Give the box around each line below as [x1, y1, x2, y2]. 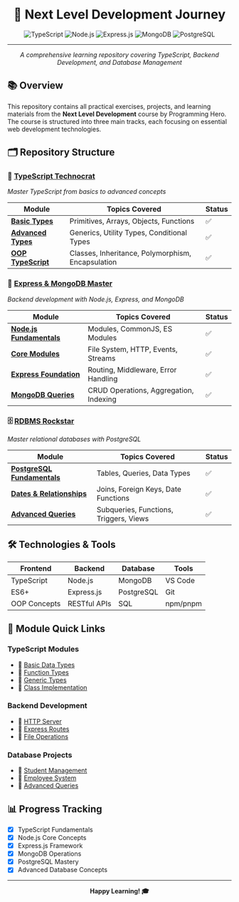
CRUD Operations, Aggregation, [87, 385, 194, 395]
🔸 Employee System [17, 774, 77, 782]
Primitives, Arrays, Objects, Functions [69, 217, 195, 227]
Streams [87, 353, 116, 363]
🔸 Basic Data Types [17, 660, 75, 669]
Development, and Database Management [56, 58, 183, 66]
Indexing [87, 394, 117, 404]
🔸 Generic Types [17, 675, 67, 684]
